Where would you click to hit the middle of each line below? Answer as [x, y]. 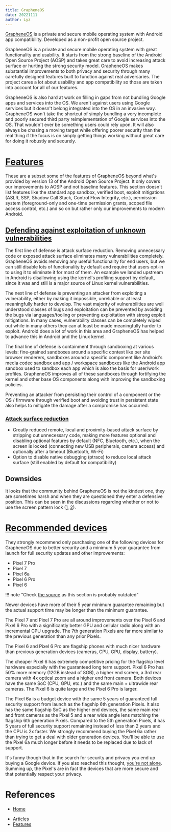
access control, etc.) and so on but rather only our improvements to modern [85, 209]
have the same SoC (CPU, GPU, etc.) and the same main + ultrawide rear [82, 683]
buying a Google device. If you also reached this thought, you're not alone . [84, 763]
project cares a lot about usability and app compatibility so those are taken [84, 82]
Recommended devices [56, 528]
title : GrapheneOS [25, 10]
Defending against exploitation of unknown [76, 230]
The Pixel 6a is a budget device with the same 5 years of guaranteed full [81, 699]
